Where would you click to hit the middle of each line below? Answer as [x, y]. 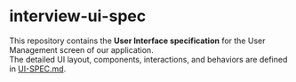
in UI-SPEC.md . [38, 69]
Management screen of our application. [81, 49]
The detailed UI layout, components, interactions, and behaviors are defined [148, 59]
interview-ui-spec [78, 16]
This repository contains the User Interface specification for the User [137, 41]
